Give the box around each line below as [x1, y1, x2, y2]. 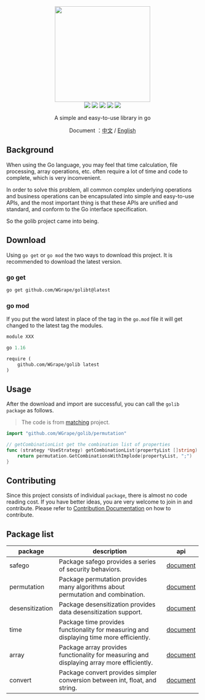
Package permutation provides [59, 575, 148, 584]
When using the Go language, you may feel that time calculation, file [6, 161, 178, 168]
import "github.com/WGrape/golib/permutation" [6, 431, 127, 437]
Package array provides [59, 643, 127, 652]
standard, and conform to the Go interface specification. [6, 205, 148, 213]
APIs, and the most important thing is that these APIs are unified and [6, 199, 178, 206]
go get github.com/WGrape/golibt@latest [6, 287, 111, 293]
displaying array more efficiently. [59, 658, 153, 667]
